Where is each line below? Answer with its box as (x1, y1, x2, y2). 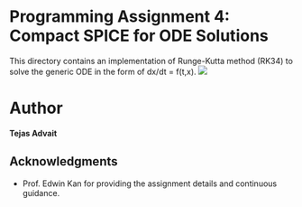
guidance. (22, 187, 60, 198)
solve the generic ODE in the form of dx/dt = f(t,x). (9, 66, 197, 77)
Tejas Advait (9, 127, 58, 138)
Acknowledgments (9, 154, 119, 169)
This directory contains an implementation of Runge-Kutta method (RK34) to (9, 55, 293, 66)
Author (9, 98, 63, 118)
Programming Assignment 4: (9, 6, 230, 27)
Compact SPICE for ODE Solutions (9, 25, 269, 46)
